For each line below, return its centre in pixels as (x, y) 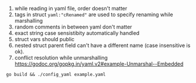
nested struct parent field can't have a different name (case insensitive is (102, 45)
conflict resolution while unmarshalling (61, 58)
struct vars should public (44, 39)
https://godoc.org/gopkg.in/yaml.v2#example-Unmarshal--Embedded (99, 64)
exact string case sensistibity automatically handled (77, 33)
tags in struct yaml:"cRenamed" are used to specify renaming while (94, 15)
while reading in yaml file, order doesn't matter (71, 8)
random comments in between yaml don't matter (73, 27)
